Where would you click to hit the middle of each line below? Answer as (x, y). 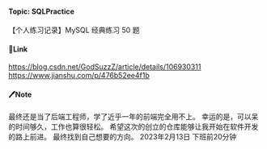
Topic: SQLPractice (42, 11)
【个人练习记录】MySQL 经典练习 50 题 (74, 30)
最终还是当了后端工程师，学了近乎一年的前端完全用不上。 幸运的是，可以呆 (133, 116)
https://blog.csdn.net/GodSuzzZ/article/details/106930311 (105, 67)
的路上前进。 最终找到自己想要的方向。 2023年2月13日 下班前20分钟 (123, 136)
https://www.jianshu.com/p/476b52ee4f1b (79, 76)
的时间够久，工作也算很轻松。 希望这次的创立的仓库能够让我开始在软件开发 (133, 126)
